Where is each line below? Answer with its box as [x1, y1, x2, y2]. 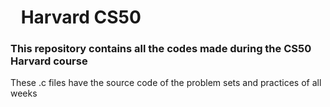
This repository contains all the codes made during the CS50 [10, 42, 312, 56]
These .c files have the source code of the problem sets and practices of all [10, 77, 322, 89]
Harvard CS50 [20, 6, 142, 29]
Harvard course [10, 54, 88, 68]
